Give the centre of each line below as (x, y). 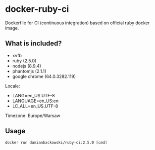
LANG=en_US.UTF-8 (34, 95)
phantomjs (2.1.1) (29, 71)
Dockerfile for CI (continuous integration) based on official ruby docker (77, 23)
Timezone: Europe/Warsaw (33, 115)
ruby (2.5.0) (24, 61)
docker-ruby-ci (37, 9)
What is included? (33, 44)
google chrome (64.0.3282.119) (44, 76)
